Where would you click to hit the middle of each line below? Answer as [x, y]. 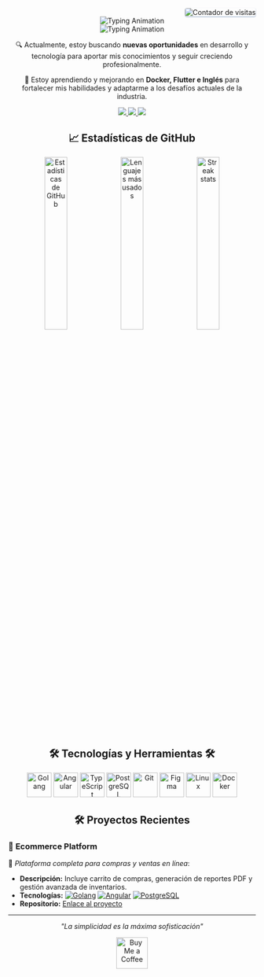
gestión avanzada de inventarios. [73, 887]
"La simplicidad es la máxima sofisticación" [132, 927]
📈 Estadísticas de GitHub [132, 138]
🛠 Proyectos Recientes [132, 820]
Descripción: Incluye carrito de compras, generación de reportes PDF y [136, 879]
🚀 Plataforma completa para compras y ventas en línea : [99, 864]
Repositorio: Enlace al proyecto [71, 904]
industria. [132, 96]
